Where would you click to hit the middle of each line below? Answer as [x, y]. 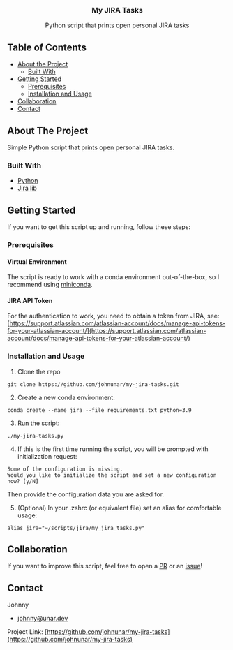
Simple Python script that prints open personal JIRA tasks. [91, 147]
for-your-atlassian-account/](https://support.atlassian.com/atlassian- [107, 331]
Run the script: [38, 423]
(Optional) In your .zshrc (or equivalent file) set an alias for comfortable [119, 508]
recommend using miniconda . [50, 285]
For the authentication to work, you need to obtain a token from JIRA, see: [113, 316]
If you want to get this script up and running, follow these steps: [99, 227]
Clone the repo [39, 371]
